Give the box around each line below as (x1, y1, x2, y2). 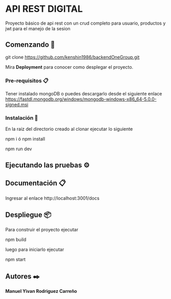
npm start (5, 256, 26, 263)
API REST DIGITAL (5, 3, 83, 15)
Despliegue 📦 (5, 210, 52, 219)
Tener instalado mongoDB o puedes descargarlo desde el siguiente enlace (5, 91, 162, 97)
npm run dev (5, 146, 32, 152)
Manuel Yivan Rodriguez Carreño (5, 288, 78, 294)
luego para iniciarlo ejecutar (5, 247, 64, 253)
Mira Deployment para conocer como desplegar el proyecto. (5, 64, 134, 70)
